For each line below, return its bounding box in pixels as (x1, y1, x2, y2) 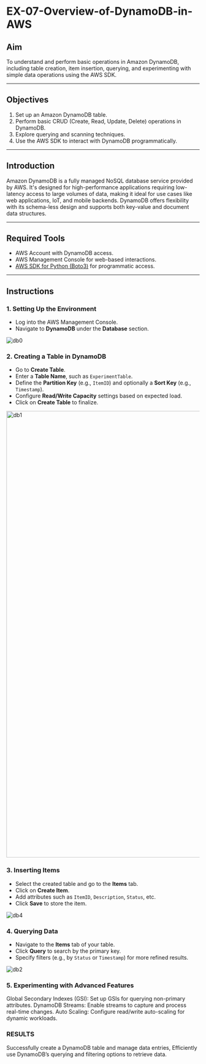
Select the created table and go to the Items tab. (15, 880, 139, 887)
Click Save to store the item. (15, 899, 87, 907)
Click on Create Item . (15, 886, 70, 894)
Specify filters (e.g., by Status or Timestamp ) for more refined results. (15, 954, 189, 961)
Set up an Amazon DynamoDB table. (15, 111, 107, 118)
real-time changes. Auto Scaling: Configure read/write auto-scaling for (6, 1008, 185, 1015)
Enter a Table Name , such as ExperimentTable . (15, 373, 133, 380)
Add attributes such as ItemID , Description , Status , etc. (15, 893, 156, 901)
